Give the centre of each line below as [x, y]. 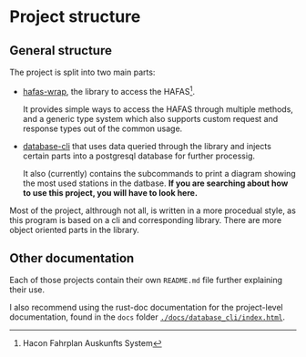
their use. [27, 290]
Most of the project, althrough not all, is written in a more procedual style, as [153, 210]
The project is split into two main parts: [82, 72]
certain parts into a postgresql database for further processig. [139, 156]
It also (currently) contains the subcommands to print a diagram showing [159, 173]
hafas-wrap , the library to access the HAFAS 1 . [109, 91]
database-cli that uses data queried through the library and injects [147, 146]
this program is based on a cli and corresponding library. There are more [146, 219]
